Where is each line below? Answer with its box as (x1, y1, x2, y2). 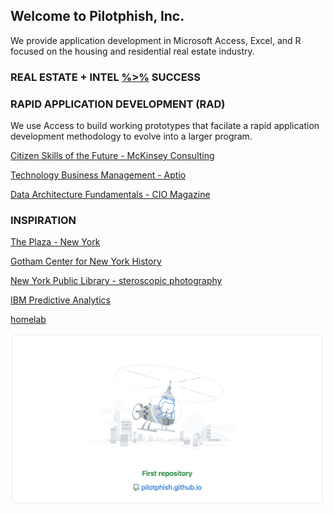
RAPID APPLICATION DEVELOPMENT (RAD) (10, 97, 226, 111)
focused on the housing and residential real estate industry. (10, 45, 255, 57)
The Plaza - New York (10, 236, 101, 248)
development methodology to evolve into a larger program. (10, 130, 253, 143)
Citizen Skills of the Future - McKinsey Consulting (10, 150, 215, 162)
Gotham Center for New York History (10, 255, 162, 268)
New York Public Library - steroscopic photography (10, 275, 223, 287)
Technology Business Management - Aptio (10, 169, 187, 181)
